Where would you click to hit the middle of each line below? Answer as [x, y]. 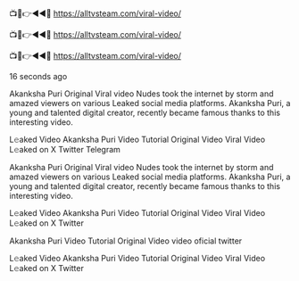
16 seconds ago [38, 76]
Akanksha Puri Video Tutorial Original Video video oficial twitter [126, 241]
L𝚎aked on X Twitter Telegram [65, 149]
